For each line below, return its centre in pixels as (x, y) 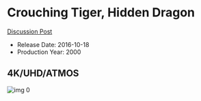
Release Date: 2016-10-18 (53, 44)
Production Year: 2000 (49, 52)
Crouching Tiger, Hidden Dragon (101, 13)
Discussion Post (30, 31)
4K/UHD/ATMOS (43, 73)
